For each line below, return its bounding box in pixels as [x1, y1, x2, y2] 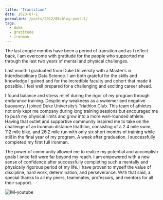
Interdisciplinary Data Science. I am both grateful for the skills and [5, 73, 137, 79]
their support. [5, 180, 33, 185]
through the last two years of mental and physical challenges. [5, 58, 128, 64]
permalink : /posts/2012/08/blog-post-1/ [5, 16, 89, 21]
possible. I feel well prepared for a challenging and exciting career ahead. [5, 83, 152, 89]
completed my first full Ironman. [5, 139, 69, 145]
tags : [5, 20, 16, 26]
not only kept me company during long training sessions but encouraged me [5, 108, 158, 114]
